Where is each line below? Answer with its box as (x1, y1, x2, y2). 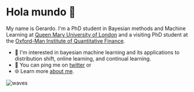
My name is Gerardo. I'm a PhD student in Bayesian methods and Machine (6, 25, 186, 32)
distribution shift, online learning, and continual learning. (14, 55, 152, 62)
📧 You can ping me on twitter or (14, 61, 92, 68)
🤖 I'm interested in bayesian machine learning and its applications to (14, 48, 180, 55)
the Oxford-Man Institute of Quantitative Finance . (6, 37, 125, 44)
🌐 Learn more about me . (14, 67, 75, 74)
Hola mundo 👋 (6, 5, 76, 19)
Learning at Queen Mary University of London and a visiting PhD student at (6, 31, 188, 38)
